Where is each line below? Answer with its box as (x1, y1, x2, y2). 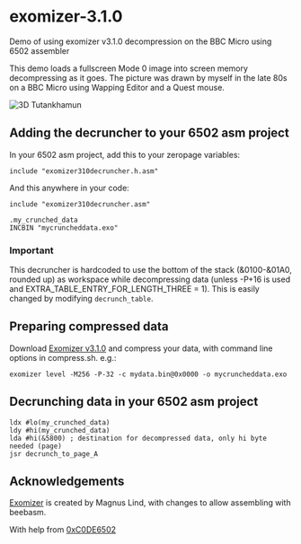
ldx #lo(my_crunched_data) (9, 417, 111, 427)
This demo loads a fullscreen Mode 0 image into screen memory (9, 63, 249, 74)
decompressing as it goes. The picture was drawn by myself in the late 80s (9, 72, 288, 83)
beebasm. (9, 507, 47, 518)
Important (9, 244, 54, 257)
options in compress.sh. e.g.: (9, 352, 117, 363)
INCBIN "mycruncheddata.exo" (9, 223, 119, 233)
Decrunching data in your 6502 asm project (9, 394, 259, 409)
